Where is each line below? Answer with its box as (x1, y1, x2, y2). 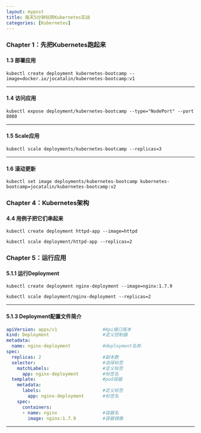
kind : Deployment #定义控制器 (6, 332, 128, 338)
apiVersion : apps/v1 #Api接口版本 (6, 327, 132, 333)
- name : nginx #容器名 (22, 410, 119, 416)
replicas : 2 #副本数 (11, 354, 119, 360)
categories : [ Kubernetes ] (6, 20, 71, 26)
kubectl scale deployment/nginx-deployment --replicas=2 (6, 294, 151, 300)
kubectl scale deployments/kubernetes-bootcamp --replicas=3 (6, 146, 162, 152)
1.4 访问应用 (6, 94, 36, 102)
